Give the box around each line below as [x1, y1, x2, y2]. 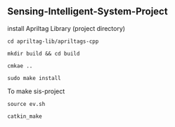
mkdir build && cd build [7, 50, 80, 57]
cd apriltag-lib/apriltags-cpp [7, 38, 99, 45]
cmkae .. [7, 62, 33, 69]
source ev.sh [7, 100, 46, 107]
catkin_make [7, 112, 42, 120]
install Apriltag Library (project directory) [7, 24, 125, 32]
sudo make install [7, 74, 61, 81]
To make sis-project [7, 87, 65, 95]
